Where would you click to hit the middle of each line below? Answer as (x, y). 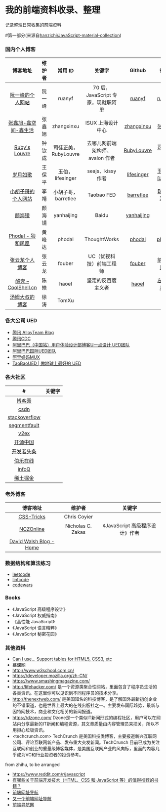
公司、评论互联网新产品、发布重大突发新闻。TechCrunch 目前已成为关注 (86, 742)
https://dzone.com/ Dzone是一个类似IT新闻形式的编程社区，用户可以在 (84, 718)
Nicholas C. (79, 526)
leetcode (21, 574)
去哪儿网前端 (102, 143)
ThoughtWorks (102, 239)
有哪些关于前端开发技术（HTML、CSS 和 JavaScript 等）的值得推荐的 (83, 780)
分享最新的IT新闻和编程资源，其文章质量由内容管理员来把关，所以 (88, 724)
